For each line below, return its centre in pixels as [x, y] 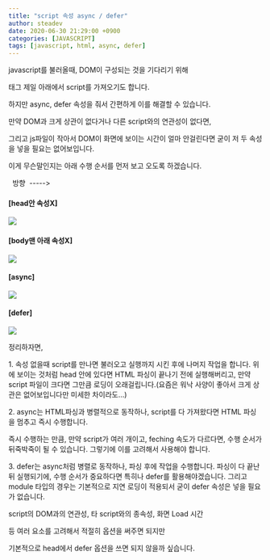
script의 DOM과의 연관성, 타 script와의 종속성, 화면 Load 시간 [106, 513]
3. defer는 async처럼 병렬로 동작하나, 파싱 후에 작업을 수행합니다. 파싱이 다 [127, 466]
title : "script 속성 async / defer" [68, 16]
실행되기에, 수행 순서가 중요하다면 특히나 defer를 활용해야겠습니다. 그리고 [132, 476]
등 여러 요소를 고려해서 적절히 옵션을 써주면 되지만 [87, 531]
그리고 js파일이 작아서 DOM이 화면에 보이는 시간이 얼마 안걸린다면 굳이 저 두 [128, 139]
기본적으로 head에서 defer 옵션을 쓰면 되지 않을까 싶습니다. [102, 548]
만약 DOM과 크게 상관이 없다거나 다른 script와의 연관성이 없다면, [110, 121]
